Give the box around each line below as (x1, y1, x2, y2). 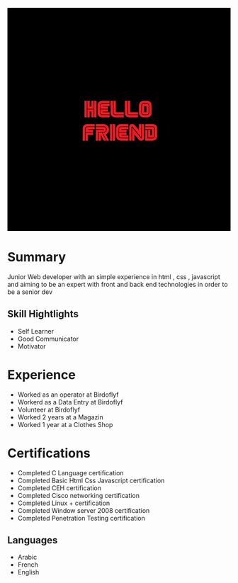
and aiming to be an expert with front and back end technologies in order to (7, 280, 228, 288)
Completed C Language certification (17, 468, 124, 477)
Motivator (17, 341, 46, 351)
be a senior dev (7, 288, 53, 296)
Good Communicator (17, 334, 79, 343)
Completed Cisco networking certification (17, 491, 140, 499)
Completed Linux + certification (17, 499, 110, 507)
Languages (7, 534, 58, 546)
